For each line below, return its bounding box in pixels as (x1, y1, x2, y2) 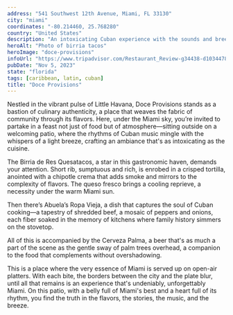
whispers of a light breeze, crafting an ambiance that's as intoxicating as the (7, 137, 225, 146)
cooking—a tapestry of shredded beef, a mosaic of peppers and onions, (7, 208, 214, 216)
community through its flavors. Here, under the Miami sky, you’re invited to (7, 115, 221, 124)
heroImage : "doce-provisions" (7, 49, 95, 56)
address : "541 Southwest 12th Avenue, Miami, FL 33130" (7, 10, 172, 17)
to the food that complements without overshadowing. (7, 251, 162, 259)
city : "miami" (7, 17, 49, 24)
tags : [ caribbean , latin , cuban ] (7, 74, 104, 82)
